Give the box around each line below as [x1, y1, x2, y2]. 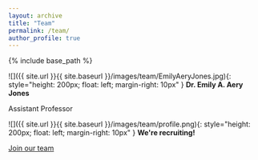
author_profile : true [8, 34, 81, 42]
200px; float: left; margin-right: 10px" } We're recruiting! [8, 128, 196, 138]
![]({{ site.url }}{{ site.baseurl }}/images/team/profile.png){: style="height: [8, 119, 251, 129]
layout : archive [8, 11, 62, 20]
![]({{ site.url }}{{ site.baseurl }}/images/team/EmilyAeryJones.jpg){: [8, 71, 232, 81]
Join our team [8, 143, 54, 153]
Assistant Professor [8, 104, 74, 114]
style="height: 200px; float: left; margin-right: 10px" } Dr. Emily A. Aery [8, 80, 244, 90]
